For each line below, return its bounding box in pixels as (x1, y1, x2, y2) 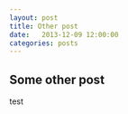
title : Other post (9, 22, 78, 31)
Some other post (9, 71, 105, 87)
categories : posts (9, 38, 78, 48)
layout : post (9, 13, 59, 23)
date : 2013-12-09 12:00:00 (9, 30, 119, 39)
